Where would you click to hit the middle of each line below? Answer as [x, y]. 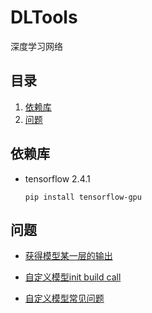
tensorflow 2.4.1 [57, 178]
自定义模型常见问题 [64, 298]
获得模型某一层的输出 [68, 256]
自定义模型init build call [73, 277]
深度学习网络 [36, 46]
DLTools [44, 17]
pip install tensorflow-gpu [83, 197]
